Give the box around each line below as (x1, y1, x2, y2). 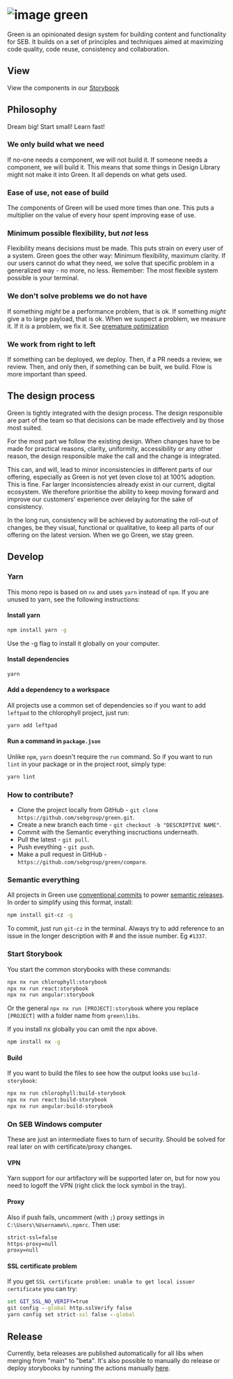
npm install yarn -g (7, 626, 67, 634)
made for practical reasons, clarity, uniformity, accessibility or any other (7, 444, 214, 452)
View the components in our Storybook (7, 84, 120, 92)
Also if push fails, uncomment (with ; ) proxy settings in (7, 1213, 165, 1221)
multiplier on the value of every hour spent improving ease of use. (7, 211, 196, 220)
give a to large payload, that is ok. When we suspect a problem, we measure (7, 314, 226, 323)
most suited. (7, 423, 43, 432)
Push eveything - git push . (17, 843, 95, 851)
